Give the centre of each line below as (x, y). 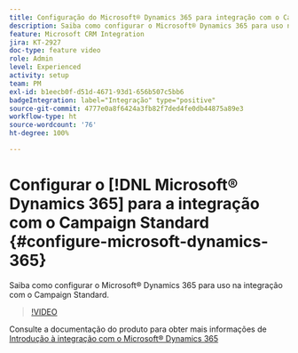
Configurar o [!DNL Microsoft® (124, 185)
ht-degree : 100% (39, 133)
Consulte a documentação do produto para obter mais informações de (138, 329)
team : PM (25, 84)
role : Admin (31, 59)
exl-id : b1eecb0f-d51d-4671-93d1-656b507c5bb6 (97, 92)
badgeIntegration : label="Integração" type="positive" (113, 100)
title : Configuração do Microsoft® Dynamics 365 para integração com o (144, 17)
